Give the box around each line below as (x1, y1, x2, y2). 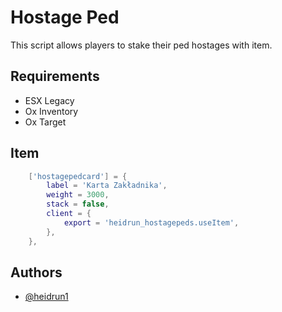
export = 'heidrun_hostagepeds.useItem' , (63, 217, 240, 228)
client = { (46, 209, 92, 219)
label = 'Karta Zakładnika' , (46, 181, 168, 191)
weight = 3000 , (46, 190, 110, 200)
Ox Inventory (24, 105, 79, 117)
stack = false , (46, 199, 110, 210)
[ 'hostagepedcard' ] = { (28, 171, 128, 181)
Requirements (10, 68, 100, 85)
